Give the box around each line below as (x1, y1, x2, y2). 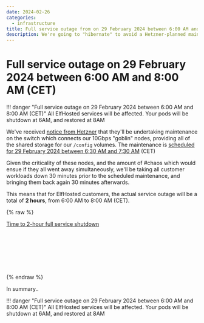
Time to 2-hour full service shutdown (6, 220, 100, 228)
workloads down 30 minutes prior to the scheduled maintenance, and (6, 172, 180, 180)
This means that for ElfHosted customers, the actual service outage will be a (6, 191, 197, 198)
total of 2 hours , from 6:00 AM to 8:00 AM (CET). (6, 197, 130, 204)
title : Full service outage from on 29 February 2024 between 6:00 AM (6, 25, 189, 32)
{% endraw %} (6, 274, 44, 281)
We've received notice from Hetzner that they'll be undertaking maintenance (6, 128, 198, 135)
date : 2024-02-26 (6, 8, 50, 15)
